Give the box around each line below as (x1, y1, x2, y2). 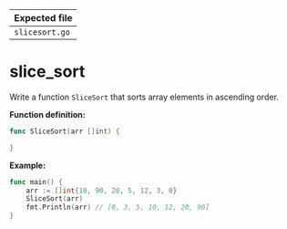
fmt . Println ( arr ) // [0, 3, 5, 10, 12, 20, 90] (26, 203, 210, 213)
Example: (9, 160, 46, 171)
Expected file (14, 12, 73, 24)
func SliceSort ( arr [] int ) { (9, 127, 120, 136)
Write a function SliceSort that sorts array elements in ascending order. (9, 91, 280, 102)
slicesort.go (14, 27, 71, 37)
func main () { (9, 177, 64, 186)
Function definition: (9, 109, 87, 120)
